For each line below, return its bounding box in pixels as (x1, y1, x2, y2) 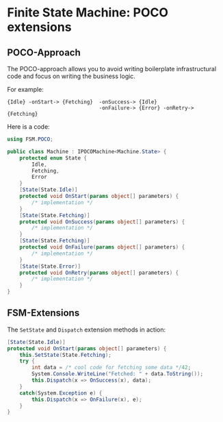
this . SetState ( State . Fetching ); (19, 351, 112, 358)
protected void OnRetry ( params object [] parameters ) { (19, 269, 179, 276)
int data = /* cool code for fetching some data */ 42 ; (31, 364, 192, 371)
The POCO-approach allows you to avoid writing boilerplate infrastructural (7, 65, 217, 73)
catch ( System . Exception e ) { (19, 389, 103, 397)
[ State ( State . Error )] (19, 262, 81, 270)
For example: (7, 86, 44, 93)
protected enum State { (19, 154, 88, 162)
